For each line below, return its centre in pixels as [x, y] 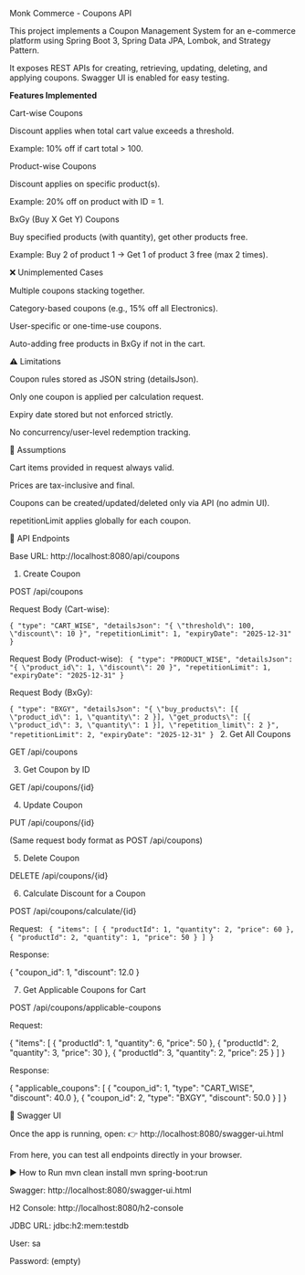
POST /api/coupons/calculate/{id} [73, 911]
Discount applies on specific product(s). [85, 184]
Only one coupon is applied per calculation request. [106, 397]
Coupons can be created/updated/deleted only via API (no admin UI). [140, 503]
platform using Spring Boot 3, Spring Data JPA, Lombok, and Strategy [140, 41]
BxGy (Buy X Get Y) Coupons [65, 219]
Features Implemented [53, 95]
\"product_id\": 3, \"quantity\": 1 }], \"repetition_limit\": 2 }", [145, 725]
